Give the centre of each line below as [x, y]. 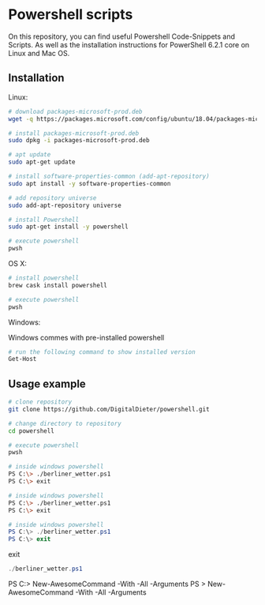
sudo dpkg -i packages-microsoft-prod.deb [79, 141]
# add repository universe [52, 198]
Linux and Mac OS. [39, 53]
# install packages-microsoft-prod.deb [74, 133]
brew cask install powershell [58, 285]
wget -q [21, 119]
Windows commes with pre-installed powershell [86, 337]
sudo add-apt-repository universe [65, 205]
